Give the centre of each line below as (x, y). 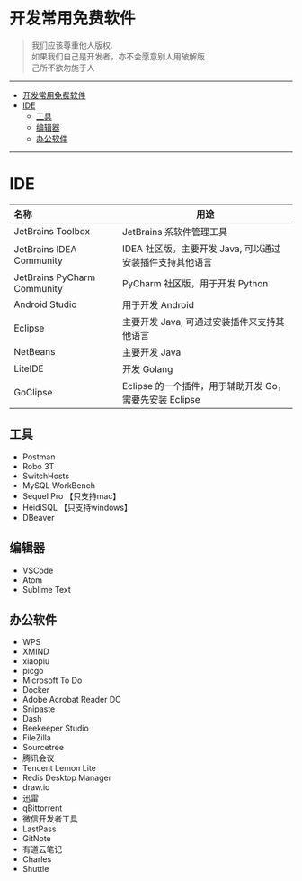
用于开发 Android (158, 304)
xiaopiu (36, 661)
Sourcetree (43, 748)
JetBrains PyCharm (55, 277)
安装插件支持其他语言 (167, 262)
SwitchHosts (46, 476)
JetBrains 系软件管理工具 (175, 232)
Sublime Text (47, 589)
